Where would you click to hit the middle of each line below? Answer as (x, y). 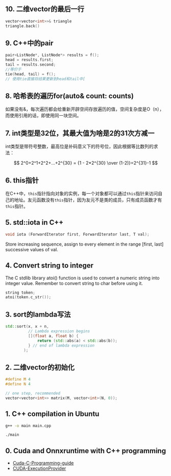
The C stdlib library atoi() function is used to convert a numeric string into (82, 278)
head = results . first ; (29, 60)
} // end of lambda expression (61, 346)
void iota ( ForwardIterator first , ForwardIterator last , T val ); (77, 234)
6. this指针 (22, 180)
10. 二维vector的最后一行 (45, 9)
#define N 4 (18, 384)
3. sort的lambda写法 (38, 314)
